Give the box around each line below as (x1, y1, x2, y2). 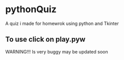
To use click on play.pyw (5, 35, 86, 44)
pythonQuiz (5, 4, 57, 15)
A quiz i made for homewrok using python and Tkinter (5, 20, 119, 26)
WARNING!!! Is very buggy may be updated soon (5, 48, 109, 54)
